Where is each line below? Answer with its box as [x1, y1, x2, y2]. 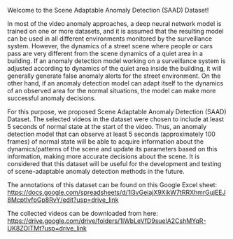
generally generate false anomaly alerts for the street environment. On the [7, 71, 221, 80]
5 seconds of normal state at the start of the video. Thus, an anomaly [7, 123, 206, 130]
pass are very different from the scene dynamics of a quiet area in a [7, 49, 203, 57]
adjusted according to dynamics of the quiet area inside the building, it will [7, 64, 222, 72]
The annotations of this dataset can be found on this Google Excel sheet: [7, 181, 218, 189]
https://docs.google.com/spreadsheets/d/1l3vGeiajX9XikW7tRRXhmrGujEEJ [7, 189, 226, 196]
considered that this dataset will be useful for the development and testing [7, 160, 222, 168]
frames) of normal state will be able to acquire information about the [7, 137, 204, 146]
